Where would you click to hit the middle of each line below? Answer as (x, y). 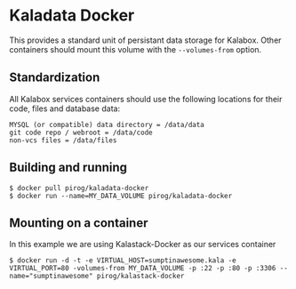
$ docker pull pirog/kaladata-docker (79, 188)
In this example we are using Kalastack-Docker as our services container (143, 245)
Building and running (68, 168)
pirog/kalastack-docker (140, 277)
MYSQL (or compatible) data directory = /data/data (107, 124)
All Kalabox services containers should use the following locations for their (146, 99)
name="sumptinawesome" (51, 277)
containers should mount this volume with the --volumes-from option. (136, 49)
